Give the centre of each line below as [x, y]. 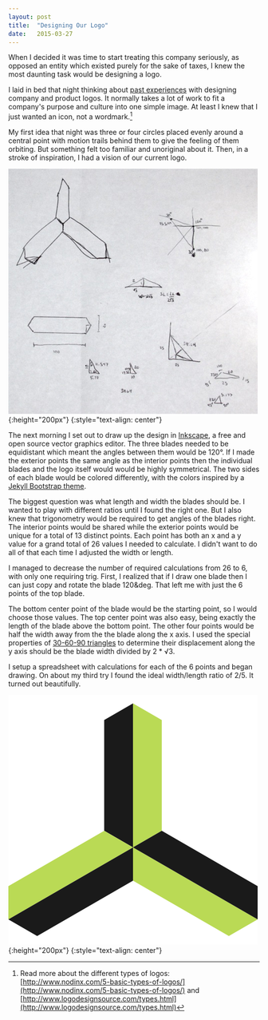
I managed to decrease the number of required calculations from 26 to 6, [128, 568]
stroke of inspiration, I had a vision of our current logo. [98, 158]
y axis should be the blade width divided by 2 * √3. [92, 652]
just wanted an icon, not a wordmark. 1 [71, 116]
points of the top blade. [47, 593]
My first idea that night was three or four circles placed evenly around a [126, 133]
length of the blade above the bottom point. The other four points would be [131, 626]
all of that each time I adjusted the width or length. [91, 553]
